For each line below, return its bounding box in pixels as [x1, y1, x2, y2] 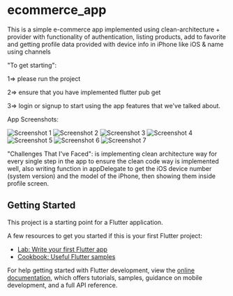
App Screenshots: [7, 114, 59, 124]
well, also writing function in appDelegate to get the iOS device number [7, 164, 212, 172]
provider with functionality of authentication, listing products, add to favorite [7, 32, 227, 40]
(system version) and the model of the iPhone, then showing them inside [7, 172, 216, 180]
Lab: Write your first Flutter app [17, 245, 108, 253]
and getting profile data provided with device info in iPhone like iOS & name [7, 40, 224, 48]
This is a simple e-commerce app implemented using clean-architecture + [7, 25, 220, 34]
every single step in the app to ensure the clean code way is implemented [7, 156, 220, 165]
